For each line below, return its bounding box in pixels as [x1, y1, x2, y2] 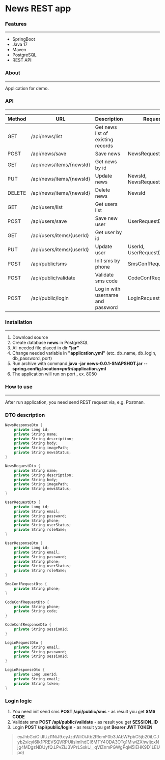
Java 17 [12, 41, 28, 47]
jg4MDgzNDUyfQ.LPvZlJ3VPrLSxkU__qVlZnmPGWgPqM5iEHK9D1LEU [17, 744, 160, 750]
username [95, 292, 119, 299]
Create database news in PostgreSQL [12, 340, 89, 346]
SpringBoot [12, 36, 35, 42]
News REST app [5, 3, 71, 14]
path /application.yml [62, 366, 107, 372]
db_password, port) [12, 355, 53, 362]
